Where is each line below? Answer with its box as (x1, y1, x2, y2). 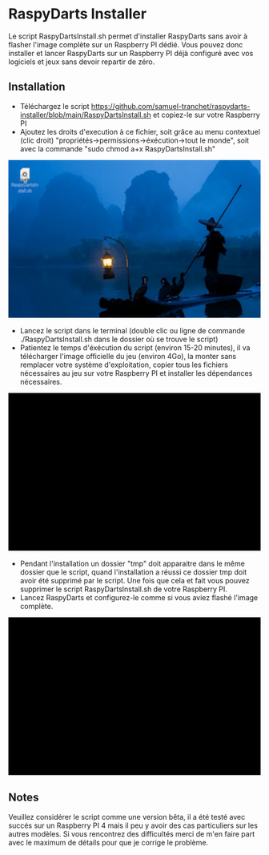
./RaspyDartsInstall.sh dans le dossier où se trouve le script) (19, 334, 219, 344)
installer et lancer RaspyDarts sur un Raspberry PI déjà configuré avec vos (8, 48, 254, 58)
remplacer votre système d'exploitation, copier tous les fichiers (19, 360, 228, 369)
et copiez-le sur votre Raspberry (153, 110, 260, 119)
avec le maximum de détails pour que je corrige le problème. (8, 837, 209, 847)
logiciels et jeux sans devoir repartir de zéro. (8, 57, 155, 67)
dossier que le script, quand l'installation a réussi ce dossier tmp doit (19, 567, 247, 577)
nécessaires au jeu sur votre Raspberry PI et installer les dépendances (19, 368, 253, 377)
